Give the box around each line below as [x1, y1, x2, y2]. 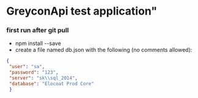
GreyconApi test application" [6, 4, 158, 18]
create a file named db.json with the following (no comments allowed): [15, 46, 193, 54]
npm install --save [15, 40, 61, 47]
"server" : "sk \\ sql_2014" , [9, 75, 78, 82]
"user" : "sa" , [9, 64, 45, 70]
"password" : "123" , [9, 69, 59, 75]
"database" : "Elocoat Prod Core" [9, 80, 95, 86]
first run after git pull [6, 26, 69, 35]
